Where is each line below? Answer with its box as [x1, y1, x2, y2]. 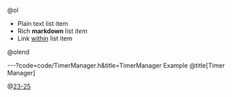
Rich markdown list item [17, 27, 88, 35]
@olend [7, 48, 30, 56]
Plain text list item [17, 20, 68, 27]
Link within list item [17, 34, 73, 43]
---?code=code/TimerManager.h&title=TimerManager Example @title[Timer [7, 61, 225, 69]
